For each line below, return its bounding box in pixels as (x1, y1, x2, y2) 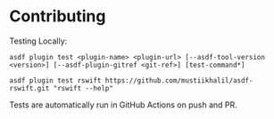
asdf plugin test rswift (9, 75, 102, 85)
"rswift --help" (53, 83, 114, 92)
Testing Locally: (9, 36, 68, 46)
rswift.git (9, 83, 50, 92)
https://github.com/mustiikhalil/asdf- (104, 75, 253, 85)
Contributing (9, 6, 106, 27)
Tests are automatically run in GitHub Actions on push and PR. (9, 99, 238, 110)
